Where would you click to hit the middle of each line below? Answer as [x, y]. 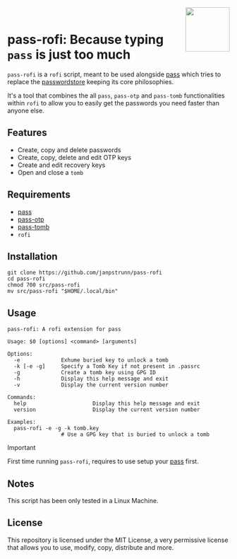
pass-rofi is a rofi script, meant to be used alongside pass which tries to [114, 74]
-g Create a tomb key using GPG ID [85, 373]
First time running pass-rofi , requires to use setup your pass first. [103, 461]
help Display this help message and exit [107, 404]
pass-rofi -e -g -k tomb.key [56, 428]
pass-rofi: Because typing [86, 40]
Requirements [39, 195]
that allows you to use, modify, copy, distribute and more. [91, 547]
